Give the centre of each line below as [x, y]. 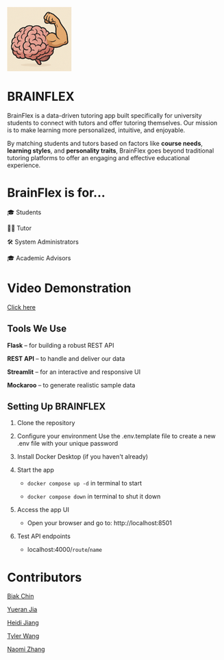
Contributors [45, 577]
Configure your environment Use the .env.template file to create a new [116, 436]
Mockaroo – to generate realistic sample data [71, 385]
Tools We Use [37, 329]
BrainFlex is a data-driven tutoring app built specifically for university [104, 115]
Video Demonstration [69, 289]
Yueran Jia [22, 609]
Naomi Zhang [26, 649]
